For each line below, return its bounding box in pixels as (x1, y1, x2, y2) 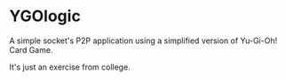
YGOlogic (9, 6, 82, 26)
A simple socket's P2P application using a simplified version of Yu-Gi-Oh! (9, 35, 278, 46)
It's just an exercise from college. (9, 62, 131, 72)
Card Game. (9, 44, 53, 55)
